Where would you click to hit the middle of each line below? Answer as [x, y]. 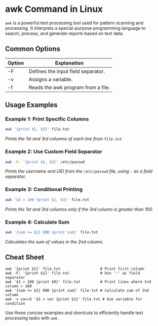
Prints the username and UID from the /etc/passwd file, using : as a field [79, 171]
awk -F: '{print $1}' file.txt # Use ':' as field [73, 273]
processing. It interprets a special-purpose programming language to [75, 28]
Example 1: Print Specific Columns [47, 119]
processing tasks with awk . [32, 318]
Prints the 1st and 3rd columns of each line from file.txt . [64, 139]
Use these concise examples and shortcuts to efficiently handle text [74, 313]
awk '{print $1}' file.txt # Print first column [75, 269]
